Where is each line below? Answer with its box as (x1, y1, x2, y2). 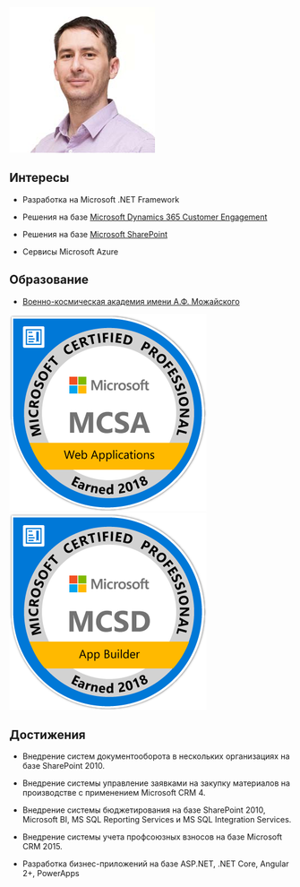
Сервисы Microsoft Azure (21, 245, 119, 257)
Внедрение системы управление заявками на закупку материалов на (21, 778, 291, 788)
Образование (9, 272, 90, 288)
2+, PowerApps (21, 868, 80, 879)
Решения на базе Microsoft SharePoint (21, 228, 168, 239)
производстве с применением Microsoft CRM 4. (21, 788, 206, 798)
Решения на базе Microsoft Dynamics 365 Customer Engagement (21, 211, 268, 222)
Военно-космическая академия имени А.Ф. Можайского (21, 296, 240, 306)
